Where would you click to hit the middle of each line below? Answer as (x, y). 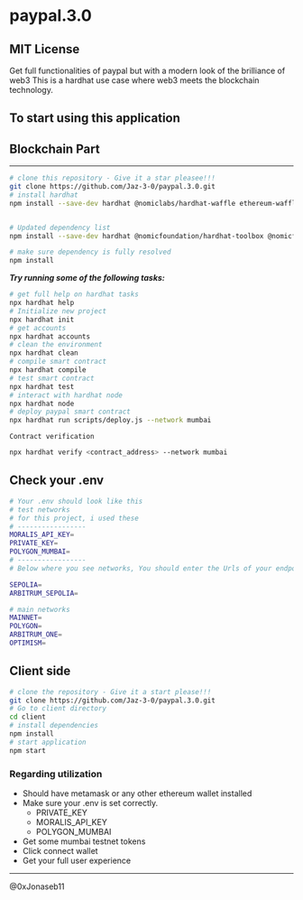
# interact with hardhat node (66, 395)
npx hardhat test (42, 386)
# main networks (40, 609)
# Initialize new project (58, 311)
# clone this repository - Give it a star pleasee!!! (113, 178)
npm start (28, 750)
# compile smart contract (58, 362)
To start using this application (95, 118)
